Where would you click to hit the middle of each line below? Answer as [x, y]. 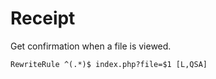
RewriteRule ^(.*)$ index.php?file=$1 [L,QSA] [109, 64]
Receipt [43, 18]
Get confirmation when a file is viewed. [91, 46]
